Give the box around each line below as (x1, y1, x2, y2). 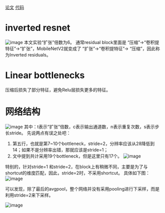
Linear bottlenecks (5, 69, 85, 81)
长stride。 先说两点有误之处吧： (5, 129, 71, 136)
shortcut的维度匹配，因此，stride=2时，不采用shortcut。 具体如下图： (5, 169, 150, 176)
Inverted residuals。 (9, 51, 51, 57)
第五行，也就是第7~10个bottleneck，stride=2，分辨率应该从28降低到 (12, 140, 155, 146)
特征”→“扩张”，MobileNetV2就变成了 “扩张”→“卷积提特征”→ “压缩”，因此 (5, 45, 156, 51)
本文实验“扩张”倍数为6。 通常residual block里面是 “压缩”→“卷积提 (24, 39, 159, 45)
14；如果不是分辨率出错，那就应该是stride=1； (12, 146, 108, 152)
